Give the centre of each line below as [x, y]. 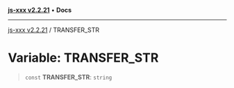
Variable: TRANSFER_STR [83, 58]
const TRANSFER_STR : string [68, 77]
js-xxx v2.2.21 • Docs [40, 10]
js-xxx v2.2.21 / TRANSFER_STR [54, 30]
